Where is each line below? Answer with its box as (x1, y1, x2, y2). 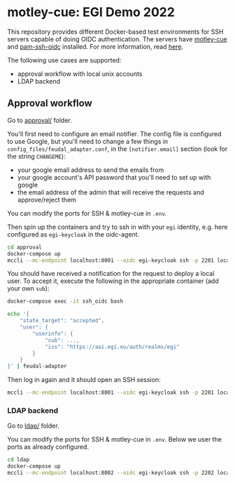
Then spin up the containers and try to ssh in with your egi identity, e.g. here (7, 223, 228, 231)
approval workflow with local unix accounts (17, 70, 143, 78)
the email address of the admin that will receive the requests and (17, 187, 204, 197)
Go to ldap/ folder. (7, 422, 59, 430)
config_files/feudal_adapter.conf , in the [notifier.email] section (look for (7, 145, 228, 153)
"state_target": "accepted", (20, 317, 105, 324)
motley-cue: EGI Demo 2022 (7, 4, 175, 20)
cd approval (7, 244, 42, 251)
